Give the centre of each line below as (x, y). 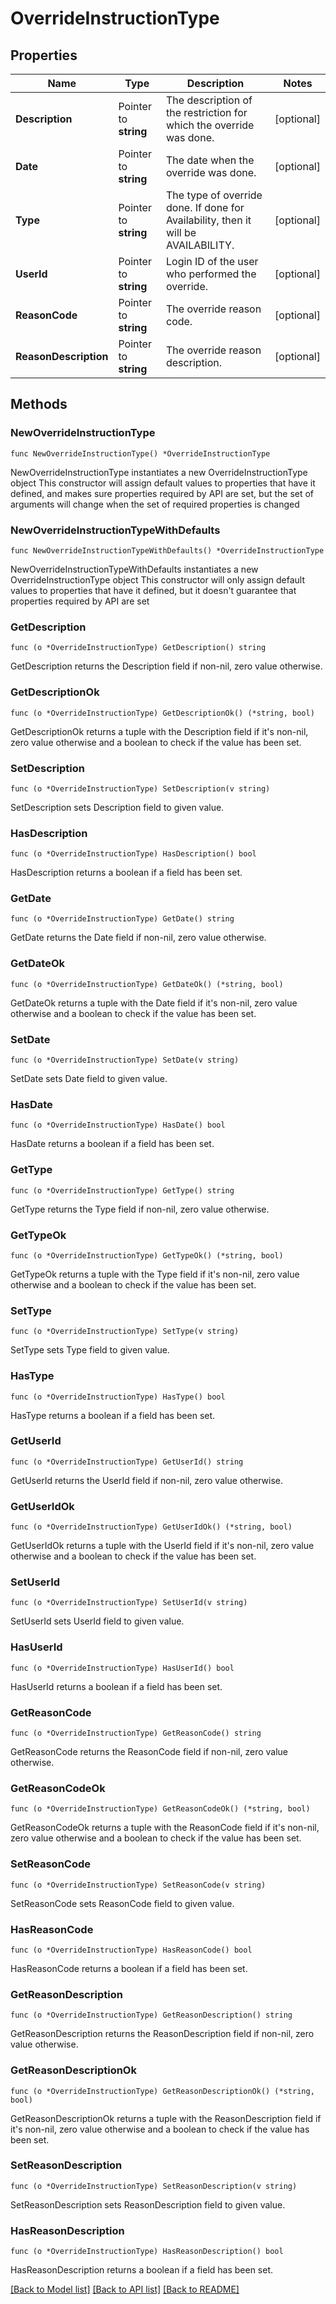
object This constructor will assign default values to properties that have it (163, 483)
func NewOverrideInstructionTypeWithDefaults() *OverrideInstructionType (167, 550)
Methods (39, 404)
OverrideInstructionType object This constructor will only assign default (158, 579)
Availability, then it (208, 220)
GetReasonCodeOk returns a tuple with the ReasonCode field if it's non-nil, (165, 1828)
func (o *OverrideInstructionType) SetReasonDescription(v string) (154, 2186)
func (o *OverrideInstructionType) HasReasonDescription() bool (147, 2252)
